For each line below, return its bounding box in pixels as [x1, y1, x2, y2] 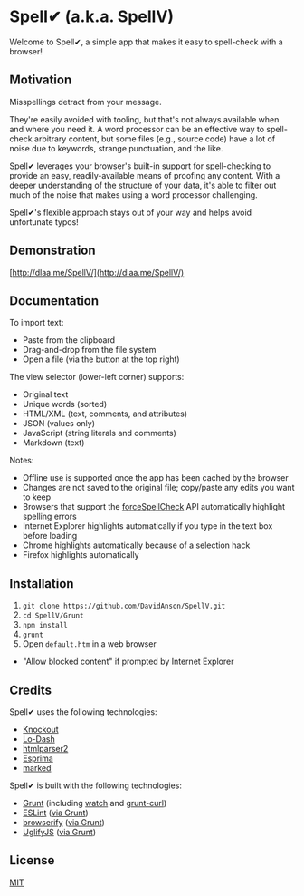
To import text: [9, 317, 64, 328]
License [9, 852, 55, 868]
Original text [22, 389, 69, 400]
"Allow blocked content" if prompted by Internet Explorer [22, 656, 234, 667]
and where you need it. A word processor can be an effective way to [9, 123, 265, 134]
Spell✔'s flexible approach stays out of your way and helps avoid [9, 207, 252, 218]
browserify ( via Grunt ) [22, 817, 106, 827]
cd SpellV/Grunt [22, 611, 84, 620]
